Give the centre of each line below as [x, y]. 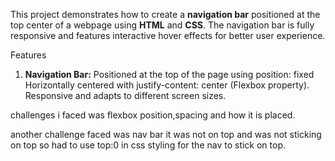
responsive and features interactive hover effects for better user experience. [168, 35]
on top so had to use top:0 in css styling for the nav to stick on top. [148, 145]
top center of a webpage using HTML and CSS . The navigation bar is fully [162, 25]
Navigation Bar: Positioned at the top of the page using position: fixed [169, 74]
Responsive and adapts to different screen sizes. [125, 95]
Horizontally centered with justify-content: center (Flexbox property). [167, 85]
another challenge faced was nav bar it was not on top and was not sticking [166, 134]
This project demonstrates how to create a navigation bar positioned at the [165, 14]
